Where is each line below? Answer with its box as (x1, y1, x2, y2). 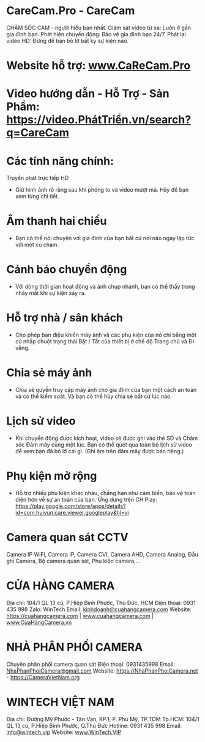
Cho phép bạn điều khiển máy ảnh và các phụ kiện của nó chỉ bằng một (15, 331, 197, 338)
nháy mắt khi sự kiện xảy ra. (15, 289, 86, 297)
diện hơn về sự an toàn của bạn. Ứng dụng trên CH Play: (15, 496, 157, 503)
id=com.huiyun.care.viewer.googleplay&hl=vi (15, 509, 129, 516)
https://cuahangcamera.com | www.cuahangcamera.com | (6, 612, 154, 619)
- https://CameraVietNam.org (6, 673, 80, 681)
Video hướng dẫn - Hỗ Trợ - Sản (6, 87, 170, 101)
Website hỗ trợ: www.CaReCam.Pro (6, 59, 191, 72)
